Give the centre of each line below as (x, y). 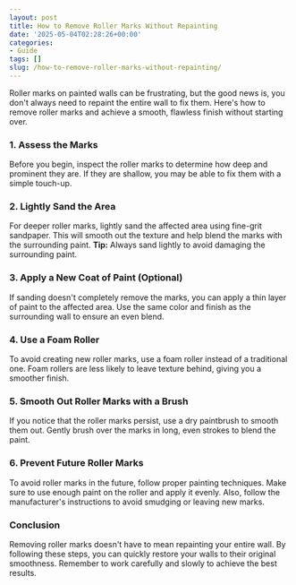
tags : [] (25, 59)
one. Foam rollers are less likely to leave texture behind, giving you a (135, 369)
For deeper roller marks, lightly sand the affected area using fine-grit (135, 226)
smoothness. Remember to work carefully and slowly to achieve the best (143, 563)
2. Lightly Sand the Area (63, 207)
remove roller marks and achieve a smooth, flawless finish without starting (146, 112)
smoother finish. (39, 378)
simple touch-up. (41, 184)
